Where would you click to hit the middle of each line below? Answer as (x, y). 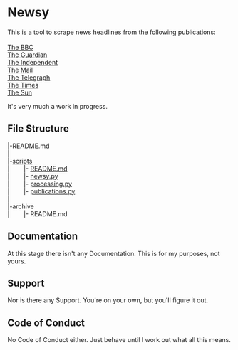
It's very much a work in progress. (58, 106)
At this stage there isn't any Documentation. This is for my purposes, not (114, 253)
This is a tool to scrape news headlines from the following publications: (112, 32)
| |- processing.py (40, 184)
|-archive (21, 206)
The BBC (20, 47)
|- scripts (20, 161)
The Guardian (27, 55)
